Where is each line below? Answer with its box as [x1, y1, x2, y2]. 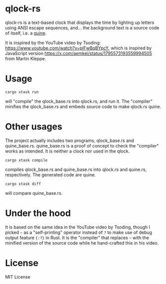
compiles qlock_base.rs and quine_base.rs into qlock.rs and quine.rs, [5, 166, 147, 172]
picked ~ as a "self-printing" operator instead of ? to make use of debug [5, 229, 153, 235]
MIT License [5, 274, 31, 280]
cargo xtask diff [5, 181, 41, 186]
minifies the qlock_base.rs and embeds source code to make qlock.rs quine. [5, 103, 162, 110]
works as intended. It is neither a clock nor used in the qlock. [5, 148, 130, 154]
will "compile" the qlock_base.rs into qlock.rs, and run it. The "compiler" [5, 98, 153, 104]
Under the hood [5, 208, 71, 219]
